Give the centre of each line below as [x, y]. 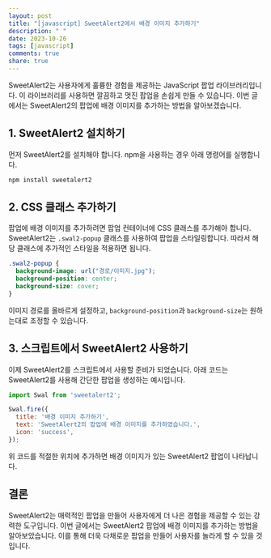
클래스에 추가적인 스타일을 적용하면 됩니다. [84, 249]
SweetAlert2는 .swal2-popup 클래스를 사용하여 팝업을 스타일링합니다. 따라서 [129, 238]
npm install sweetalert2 [50, 180]
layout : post [30, 16]
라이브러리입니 [239, 85]
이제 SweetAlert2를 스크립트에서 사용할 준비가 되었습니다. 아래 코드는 [119, 369]
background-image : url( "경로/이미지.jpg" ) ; [86, 271]
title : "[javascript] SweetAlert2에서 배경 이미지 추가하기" [104, 23]
